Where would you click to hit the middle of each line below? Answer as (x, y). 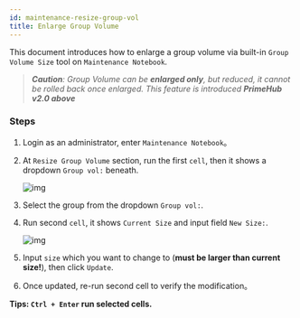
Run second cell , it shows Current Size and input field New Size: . (145, 222)
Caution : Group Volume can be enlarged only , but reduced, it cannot (161, 79)
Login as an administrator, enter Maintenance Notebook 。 (127, 142)
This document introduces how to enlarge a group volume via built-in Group (149, 51)
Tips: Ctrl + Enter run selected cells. (81, 304)
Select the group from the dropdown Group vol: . (113, 205)
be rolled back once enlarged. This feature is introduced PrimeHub (157, 89)
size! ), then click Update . (68, 267)
